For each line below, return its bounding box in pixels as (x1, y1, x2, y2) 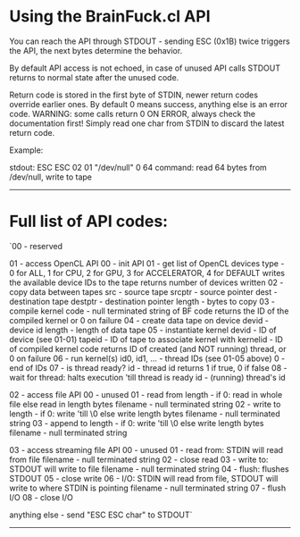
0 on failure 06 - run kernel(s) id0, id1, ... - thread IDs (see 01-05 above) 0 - (9, 353, 286, 364)
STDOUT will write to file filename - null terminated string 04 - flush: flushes (9, 463, 289, 474)
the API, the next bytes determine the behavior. (9, 45, 183, 55)
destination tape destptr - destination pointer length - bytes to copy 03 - (9, 296, 275, 306)
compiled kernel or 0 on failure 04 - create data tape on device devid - (9, 315, 270, 325)
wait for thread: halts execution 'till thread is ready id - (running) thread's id (9, 372, 286, 382)
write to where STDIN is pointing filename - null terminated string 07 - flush (9, 482, 287, 493)
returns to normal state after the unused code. (9, 71, 179, 82)
